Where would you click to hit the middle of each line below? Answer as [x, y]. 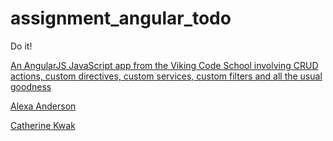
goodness [31, 86]
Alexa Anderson [43, 106]
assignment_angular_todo [121, 18]
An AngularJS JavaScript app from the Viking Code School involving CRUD [164, 65]
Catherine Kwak [43, 125]
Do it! [21, 46]
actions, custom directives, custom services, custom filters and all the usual [166, 76]
